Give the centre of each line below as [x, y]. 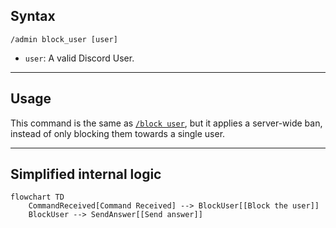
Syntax [33, 16]
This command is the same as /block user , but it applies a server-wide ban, [166, 123]
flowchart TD [37, 197]
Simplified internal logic [86, 174]
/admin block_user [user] [64, 39]
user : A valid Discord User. [79, 58]
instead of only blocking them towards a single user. [118, 133]
